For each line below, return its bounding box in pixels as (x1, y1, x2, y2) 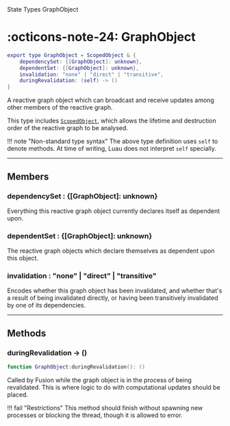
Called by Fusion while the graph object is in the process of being (7, 376, 192, 384)
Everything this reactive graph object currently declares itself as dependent (7, 207, 220, 215)
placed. (7, 390, 29, 399)
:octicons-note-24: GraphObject (7, 29, 196, 45)
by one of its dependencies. (7, 301, 86, 310)
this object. (7, 254, 39, 262)
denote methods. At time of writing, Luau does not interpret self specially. (7, 145, 217, 153)
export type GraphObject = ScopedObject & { (7, 51, 136, 59)
